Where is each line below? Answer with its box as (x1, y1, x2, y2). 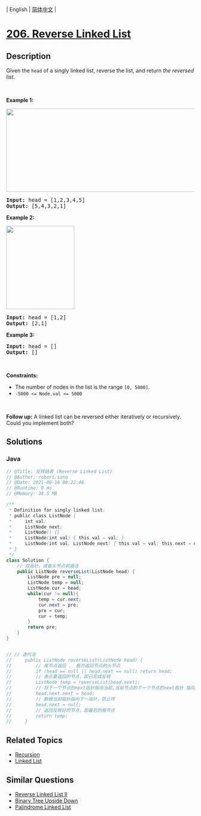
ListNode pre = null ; (28, 574, 82, 580)
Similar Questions (6, 775, 74, 785)
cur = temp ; (38, 613, 68, 619)
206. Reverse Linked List (6, 27, 132, 41)
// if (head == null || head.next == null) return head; (6, 668, 172, 674)
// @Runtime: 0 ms (6, 485, 52, 491)
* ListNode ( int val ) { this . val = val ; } (8, 535, 124, 541)
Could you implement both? (6, 419, 74, 427)
